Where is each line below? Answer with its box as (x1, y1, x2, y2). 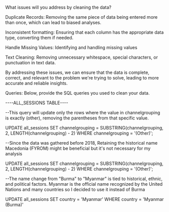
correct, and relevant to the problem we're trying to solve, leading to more (5, 75, 159, 80)
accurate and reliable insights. (5, 80, 68, 86)
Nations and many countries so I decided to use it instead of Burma (5, 187, 145, 192)
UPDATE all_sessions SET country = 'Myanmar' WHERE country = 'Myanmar (5, 196, 164, 202)
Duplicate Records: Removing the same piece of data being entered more (5, 14, 158, 20)
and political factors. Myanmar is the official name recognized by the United (5, 181, 163, 187)
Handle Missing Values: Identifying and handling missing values (5, 45, 138, 50)
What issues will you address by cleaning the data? (5, 5, 112, 10)
